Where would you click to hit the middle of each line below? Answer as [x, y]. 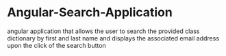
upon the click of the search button [56, 45]
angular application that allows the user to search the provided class [103, 31]
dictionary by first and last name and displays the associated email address [113, 38]
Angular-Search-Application [90, 12]
